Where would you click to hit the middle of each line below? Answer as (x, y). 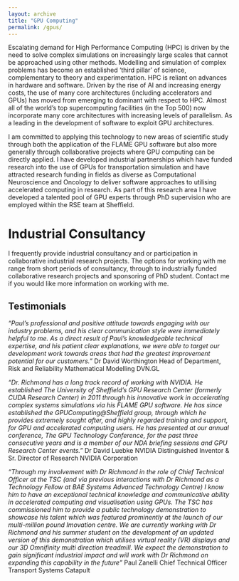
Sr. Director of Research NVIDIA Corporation (73, 458)
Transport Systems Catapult (49, 570)
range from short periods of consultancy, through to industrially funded (112, 268)
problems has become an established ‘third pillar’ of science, (97, 70)
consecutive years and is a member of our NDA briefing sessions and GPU (118, 443)
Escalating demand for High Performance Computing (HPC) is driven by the (119, 48)
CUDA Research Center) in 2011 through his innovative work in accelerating (119, 398)
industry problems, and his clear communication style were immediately (114, 331)
